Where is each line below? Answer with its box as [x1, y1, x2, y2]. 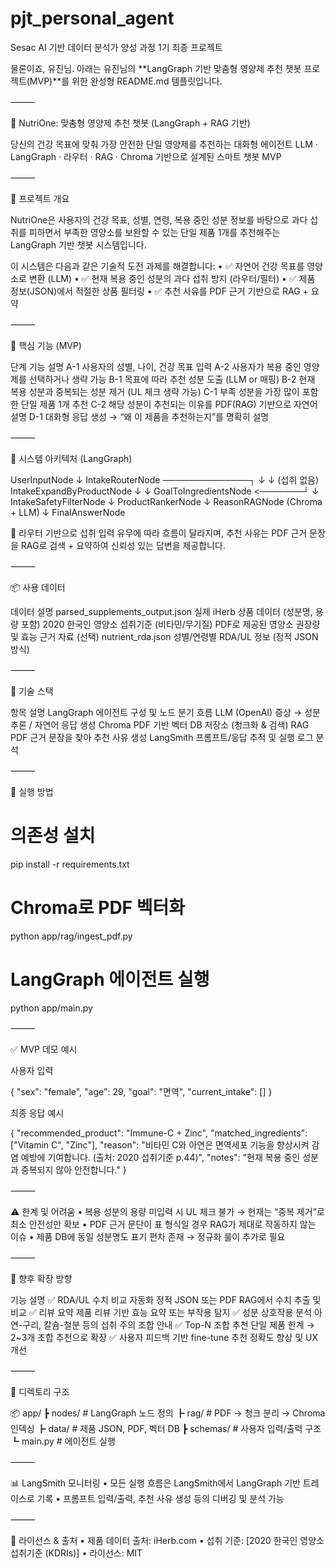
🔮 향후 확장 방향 [10, 1272, 73, 1284]
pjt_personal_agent [10, 7, 175, 30]
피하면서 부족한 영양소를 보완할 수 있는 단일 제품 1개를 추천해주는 [28, 226, 281, 238]
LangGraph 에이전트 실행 [10, 968, 210, 991]
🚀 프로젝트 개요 [10, 192, 70, 204]
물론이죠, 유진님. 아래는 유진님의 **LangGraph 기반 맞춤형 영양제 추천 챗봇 [10, 62, 302, 74]
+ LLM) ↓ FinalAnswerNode [10, 506, 126, 518]
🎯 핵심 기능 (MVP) [10, 339, 82, 351]
